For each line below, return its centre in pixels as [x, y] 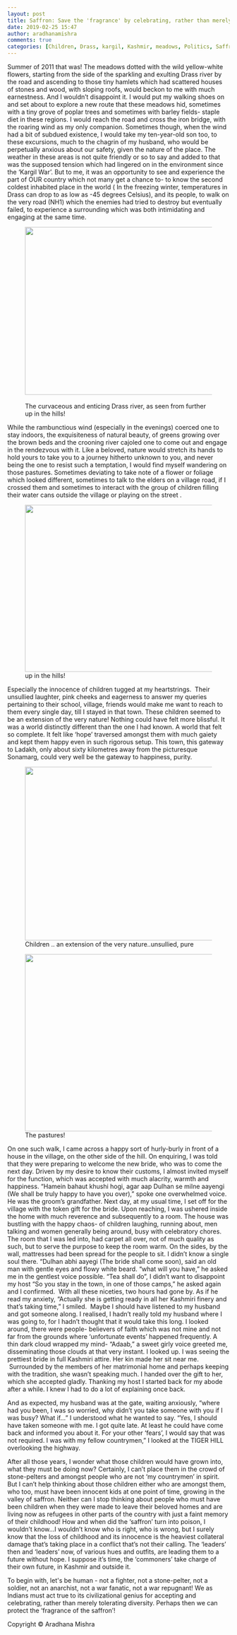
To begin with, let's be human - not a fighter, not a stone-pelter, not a [108, 1580]
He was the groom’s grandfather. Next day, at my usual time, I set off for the [117, 1201]
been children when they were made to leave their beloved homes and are [115, 1507]
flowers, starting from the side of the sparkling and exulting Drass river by [115, 74]
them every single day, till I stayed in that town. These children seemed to [114, 712]
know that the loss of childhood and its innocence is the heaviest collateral [116, 1537]
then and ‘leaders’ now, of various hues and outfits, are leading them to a [113, 1552]
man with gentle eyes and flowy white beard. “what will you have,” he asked [117, 1269]
